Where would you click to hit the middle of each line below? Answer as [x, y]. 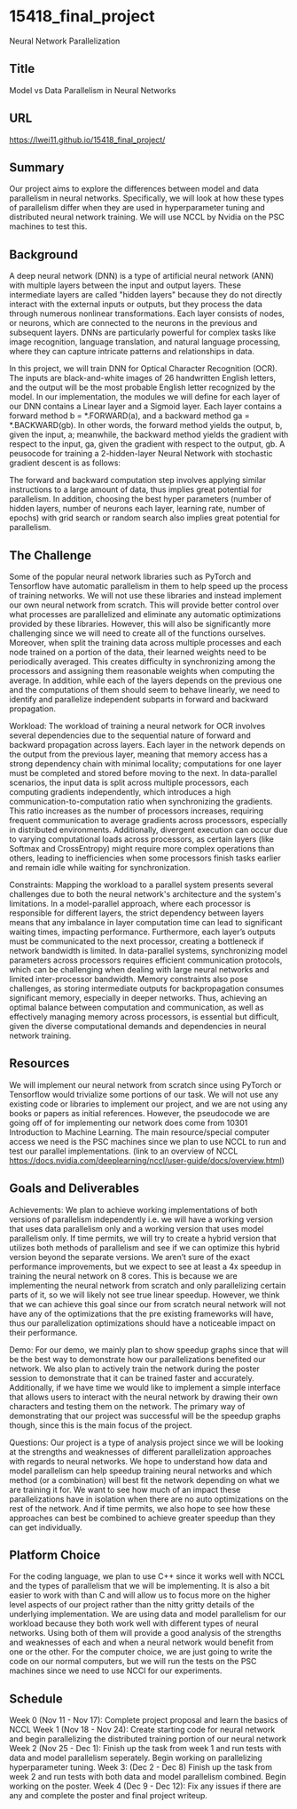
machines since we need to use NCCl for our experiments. [116, 1670]
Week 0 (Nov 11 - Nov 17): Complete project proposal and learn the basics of [148, 1720]
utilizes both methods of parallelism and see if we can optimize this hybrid [145, 1247]
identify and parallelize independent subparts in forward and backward [139, 699]
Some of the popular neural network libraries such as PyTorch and [130, 576]
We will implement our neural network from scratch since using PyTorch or [145, 1084]
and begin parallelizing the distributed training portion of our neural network [148, 1739]
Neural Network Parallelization [65, 41]
